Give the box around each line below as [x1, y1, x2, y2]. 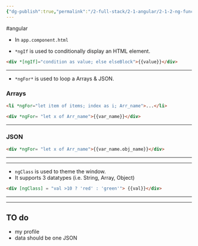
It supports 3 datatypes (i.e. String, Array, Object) [14, 174, 135, 181]
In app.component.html [14, 36, 69, 43]
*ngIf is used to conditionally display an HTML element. [14, 48, 150, 55]
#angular [6, 25, 28, 32]
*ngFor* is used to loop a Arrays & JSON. [14, 75, 114, 82]
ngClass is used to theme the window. [14, 168, 106, 175]
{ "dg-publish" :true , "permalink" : [6, 8, 88, 15]
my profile [14, 228, 39, 235]
